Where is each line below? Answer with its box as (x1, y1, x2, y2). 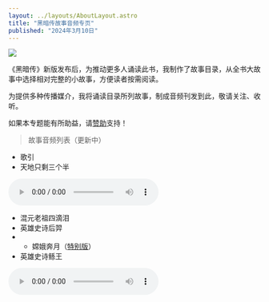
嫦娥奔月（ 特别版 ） (31, 241, 96, 252)
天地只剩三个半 (19, 162, 70, 172)
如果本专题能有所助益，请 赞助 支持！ (8, 118, 128, 128)
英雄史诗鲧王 (19, 252, 62, 261)
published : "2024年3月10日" (8, 26, 98, 34)
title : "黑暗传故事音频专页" (8, 19, 94, 27)
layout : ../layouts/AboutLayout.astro (8, 11, 138, 20)
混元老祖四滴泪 (19, 213, 70, 223)
